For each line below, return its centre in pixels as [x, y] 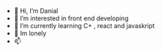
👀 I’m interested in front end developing [71, 18]
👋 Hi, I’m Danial [36, 11]
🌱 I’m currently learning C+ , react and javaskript [84, 26]
